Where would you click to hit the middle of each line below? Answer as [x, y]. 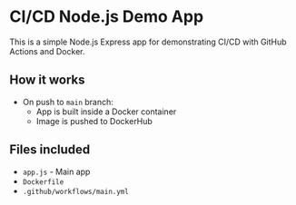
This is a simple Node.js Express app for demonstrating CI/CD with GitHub [148, 42]
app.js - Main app [56, 171]
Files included [50, 150]
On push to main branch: [68, 102]
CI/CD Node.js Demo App [107, 17]
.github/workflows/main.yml [75, 191]
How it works [47, 80]
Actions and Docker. [47, 51]
